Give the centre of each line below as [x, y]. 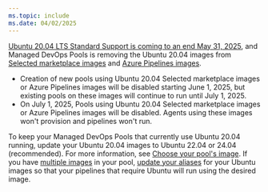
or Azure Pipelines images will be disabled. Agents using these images [136, 112]
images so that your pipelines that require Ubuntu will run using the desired [132, 170]
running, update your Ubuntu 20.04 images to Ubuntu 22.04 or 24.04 [122, 145]
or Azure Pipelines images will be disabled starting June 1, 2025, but [132, 87]
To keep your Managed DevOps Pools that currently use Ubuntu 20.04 [124, 136]
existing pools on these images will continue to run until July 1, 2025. [133, 95]
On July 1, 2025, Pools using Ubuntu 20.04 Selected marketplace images [140, 104]
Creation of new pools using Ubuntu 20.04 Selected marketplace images [140, 78]
